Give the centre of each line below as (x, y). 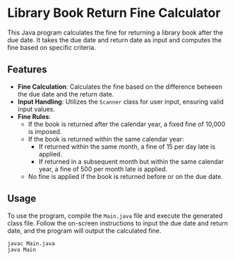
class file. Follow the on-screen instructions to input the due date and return (117, 223)
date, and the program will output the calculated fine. (84, 230)
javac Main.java (31, 243)
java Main (22, 250)
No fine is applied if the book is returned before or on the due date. (126, 176)
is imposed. (45, 131)
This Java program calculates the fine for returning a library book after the (115, 32)
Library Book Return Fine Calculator (114, 13)
